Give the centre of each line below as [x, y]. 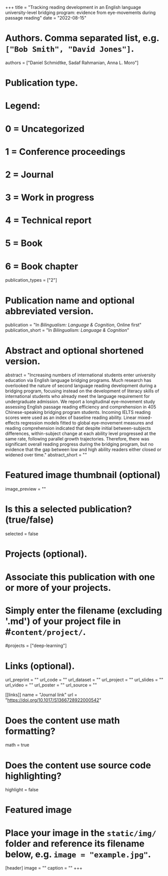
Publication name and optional [70, 300]
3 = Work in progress [50, 198]
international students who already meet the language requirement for [77, 396]
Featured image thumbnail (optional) [83, 475]
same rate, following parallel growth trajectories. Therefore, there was [77, 439]
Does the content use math [63, 720]
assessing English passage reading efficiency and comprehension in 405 [81, 407]
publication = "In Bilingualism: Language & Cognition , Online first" [73, 325]
